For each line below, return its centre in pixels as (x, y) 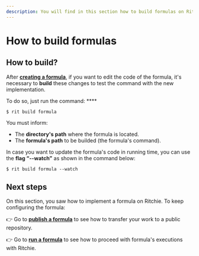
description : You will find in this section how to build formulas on (95, 12)
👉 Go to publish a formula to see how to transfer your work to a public (93, 219)
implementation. (26, 89)
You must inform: (27, 122)
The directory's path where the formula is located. (77, 134)
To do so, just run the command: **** (52, 101)
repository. (19, 228)
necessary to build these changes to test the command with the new (90, 83)
